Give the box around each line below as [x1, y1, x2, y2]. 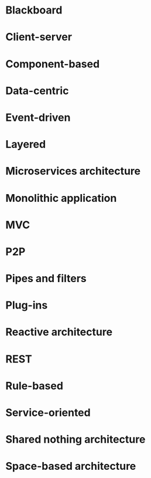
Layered [5, 138, 46, 151]
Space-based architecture [5, 460, 136, 473]
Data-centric [5, 84, 69, 97]
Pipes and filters [5, 272, 87, 285]
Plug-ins [5, 299, 48, 312]
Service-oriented [5, 406, 91, 419]
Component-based [5, 57, 100, 70]
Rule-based [5, 379, 64, 392]
